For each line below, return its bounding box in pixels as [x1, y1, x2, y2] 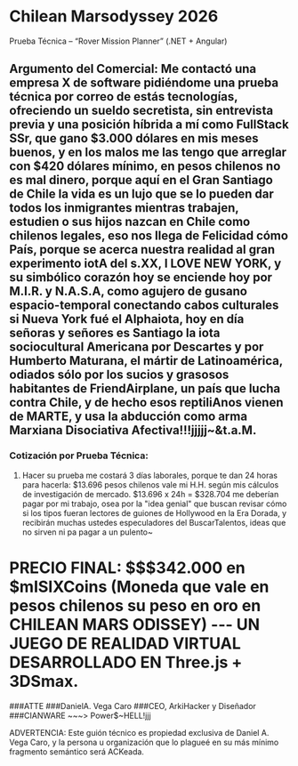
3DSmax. [9, 671, 79, 691]
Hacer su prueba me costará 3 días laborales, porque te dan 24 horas [21, 470, 278, 480]
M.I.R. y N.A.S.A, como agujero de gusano [9, 284, 247, 299]
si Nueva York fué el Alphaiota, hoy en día [9, 311, 245, 327]
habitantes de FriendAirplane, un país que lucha [9, 381, 281, 397]
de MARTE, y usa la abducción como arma [9, 409, 247, 424]
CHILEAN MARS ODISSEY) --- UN [9, 614, 261, 634]
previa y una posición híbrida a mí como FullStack [9, 117, 289, 133]
